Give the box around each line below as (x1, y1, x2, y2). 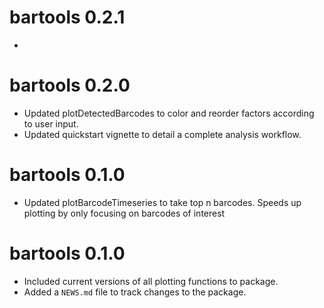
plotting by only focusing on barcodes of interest (23, 207, 226, 219)
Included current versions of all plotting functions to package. (23, 275, 279, 287)
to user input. (23, 117, 79, 130)
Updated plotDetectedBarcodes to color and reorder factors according (23, 107, 315, 119)
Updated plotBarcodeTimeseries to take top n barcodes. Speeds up (23, 196, 302, 208)
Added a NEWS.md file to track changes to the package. (23, 286, 247, 298)
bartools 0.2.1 (9, 6, 126, 29)
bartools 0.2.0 (9, 74, 131, 97)
